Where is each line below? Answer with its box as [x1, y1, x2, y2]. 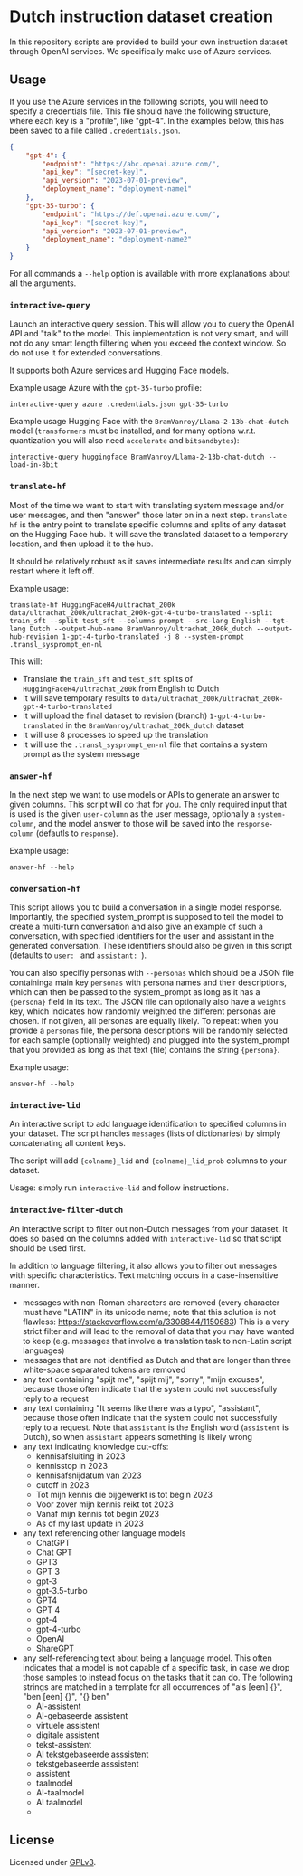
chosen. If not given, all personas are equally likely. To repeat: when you [9, 1016, 279, 1027]
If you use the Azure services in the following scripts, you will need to [9, 96, 269, 107]
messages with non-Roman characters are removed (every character [22, 1296, 280, 1308]
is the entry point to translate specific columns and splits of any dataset [19, 518, 287, 530]
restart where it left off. [9, 565, 95, 576]
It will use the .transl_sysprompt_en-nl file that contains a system [22, 739, 268, 750]
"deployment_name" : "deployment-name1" [42, 185, 193, 194]
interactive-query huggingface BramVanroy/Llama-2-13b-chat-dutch [9, 452, 265, 462]
